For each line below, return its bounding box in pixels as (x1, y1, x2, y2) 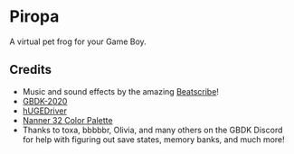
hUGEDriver (22, 105, 68, 116)
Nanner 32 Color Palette (22, 114, 113, 125)
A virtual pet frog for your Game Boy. (9, 36, 147, 47)
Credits (9, 62, 52, 77)
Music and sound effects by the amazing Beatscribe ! (22, 86, 220, 96)
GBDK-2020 (22, 95, 68, 106)
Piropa (9, 6, 60, 27)
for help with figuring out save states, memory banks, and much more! (22, 133, 285, 145)
